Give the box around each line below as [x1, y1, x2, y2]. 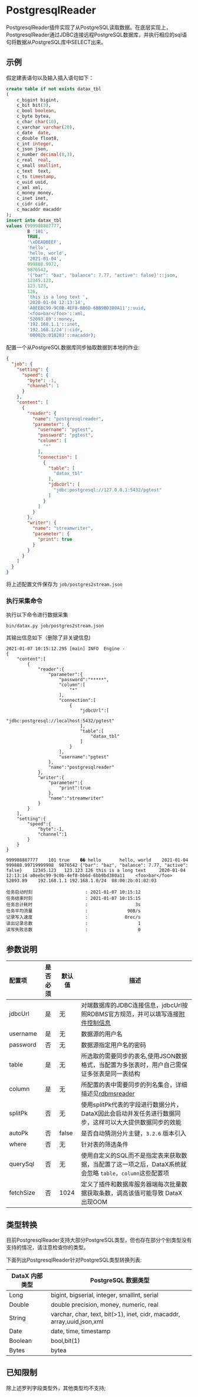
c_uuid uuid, [16, 179, 49, 185]
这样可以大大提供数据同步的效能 [93, 1118, 181, 1127]
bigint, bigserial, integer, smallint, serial [51, 1291, 159, 1299]
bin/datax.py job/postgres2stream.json [6, 623, 104, 629]
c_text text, [16, 168, 51, 174]
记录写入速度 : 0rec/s [6, 914, 141, 920]
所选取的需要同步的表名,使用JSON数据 [81, 1052, 187, 1061]
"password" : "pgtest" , [37, 432, 94, 438]
